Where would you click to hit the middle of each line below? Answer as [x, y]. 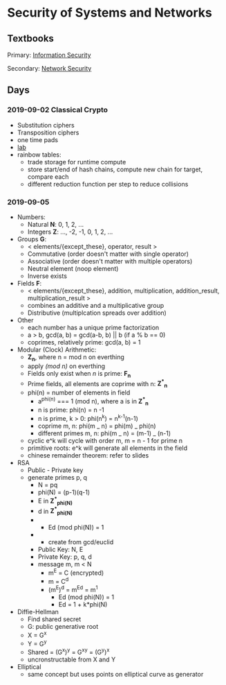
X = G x [37, 634]
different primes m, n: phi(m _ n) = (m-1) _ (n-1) [104, 433]
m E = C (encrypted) [76, 572]
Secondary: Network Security [49, 68]
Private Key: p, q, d [65, 557]
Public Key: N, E [60, 550]
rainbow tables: [39, 155]
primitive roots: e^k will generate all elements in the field [107, 448]
